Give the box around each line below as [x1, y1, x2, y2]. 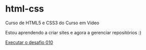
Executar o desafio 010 [5, 39, 53, 45]
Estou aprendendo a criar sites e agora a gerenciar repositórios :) [5, 29, 141, 35]
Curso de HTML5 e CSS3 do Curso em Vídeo [5, 20, 100, 26]
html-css [5, 3, 44, 15]
